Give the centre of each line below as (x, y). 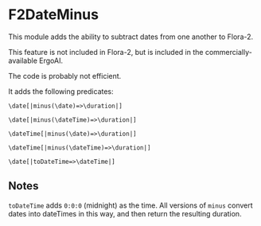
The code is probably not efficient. (65, 76)
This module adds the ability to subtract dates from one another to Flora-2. (131, 37)
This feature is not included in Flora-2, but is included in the (106, 52)
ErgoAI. (51, 60)
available (23, 60)
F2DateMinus (54, 15)
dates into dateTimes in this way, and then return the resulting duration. (125, 213)
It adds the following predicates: (61, 91)
